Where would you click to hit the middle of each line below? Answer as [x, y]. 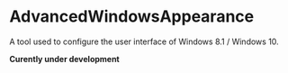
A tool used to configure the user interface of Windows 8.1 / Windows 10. [144, 41]
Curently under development [64, 59]
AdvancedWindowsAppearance [132, 17]
